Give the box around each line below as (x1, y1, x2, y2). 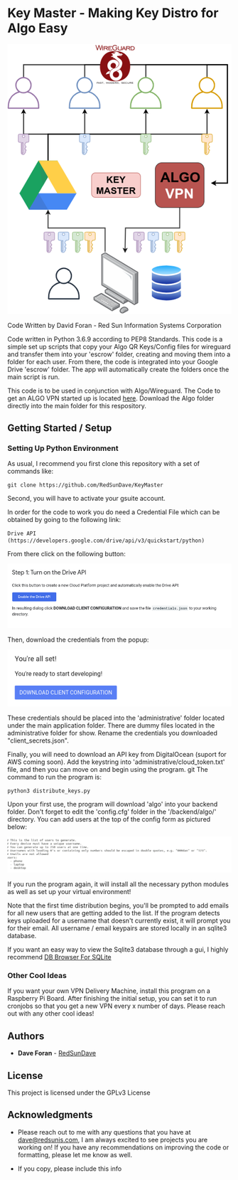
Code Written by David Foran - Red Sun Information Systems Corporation (7, 321, 222, 329)
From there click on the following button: (7, 550, 126, 558)
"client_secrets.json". (7, 736, 69, 745)
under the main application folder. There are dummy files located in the (7, 721, 215, 730)
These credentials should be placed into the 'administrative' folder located (7, 713, 225, 722)
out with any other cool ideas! (7, 1009, 94, 1018)
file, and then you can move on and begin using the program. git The (7, 765, 208, 773)
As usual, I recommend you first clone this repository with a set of (7, 459, 200, 468)
